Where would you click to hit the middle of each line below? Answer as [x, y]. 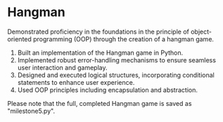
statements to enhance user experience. [76, 82]
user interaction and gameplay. [62, 67]
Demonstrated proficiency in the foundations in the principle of [98, 32]
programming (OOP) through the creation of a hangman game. [123, 39]
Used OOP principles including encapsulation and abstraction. [108, 90]
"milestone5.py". [31, 111]
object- [202, 32]
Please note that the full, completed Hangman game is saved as [100, 103]
